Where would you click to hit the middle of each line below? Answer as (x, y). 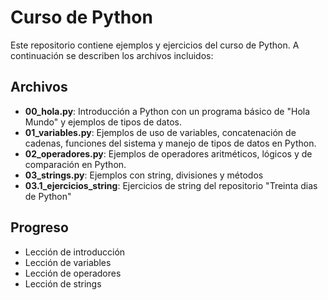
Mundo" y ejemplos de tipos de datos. (103, 122)
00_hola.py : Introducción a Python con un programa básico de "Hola (167, 111)
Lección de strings (63, 283)
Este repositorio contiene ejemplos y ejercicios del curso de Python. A (155, 45)
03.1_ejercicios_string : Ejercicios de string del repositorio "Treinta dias (171, 185)
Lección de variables (68, 262)
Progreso (39, 227)
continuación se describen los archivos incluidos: (112, 55)
